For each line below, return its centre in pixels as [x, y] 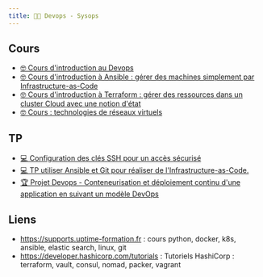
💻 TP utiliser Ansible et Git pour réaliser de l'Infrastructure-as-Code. [134, 170]
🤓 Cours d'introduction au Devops [77, 68]
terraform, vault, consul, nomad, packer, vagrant [100, 265]
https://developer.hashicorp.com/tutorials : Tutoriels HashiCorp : [127, 256]
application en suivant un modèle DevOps [89, 194]
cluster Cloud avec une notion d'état [80, 104]
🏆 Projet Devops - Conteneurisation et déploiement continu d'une [130, 183]
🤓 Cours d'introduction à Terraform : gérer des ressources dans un [131, 94]
